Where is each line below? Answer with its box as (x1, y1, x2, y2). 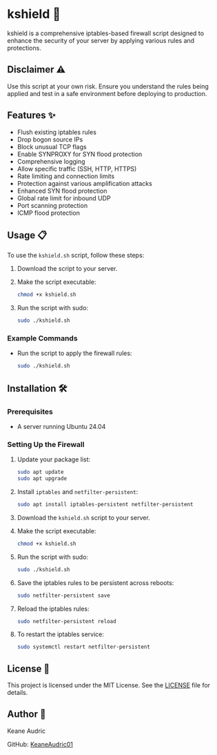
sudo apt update (17, 469, 64, 476)
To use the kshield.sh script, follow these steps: (7, 251, 145, 260)
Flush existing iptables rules (17, 128, 96, 136)
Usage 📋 (7, 229, 48, 241)
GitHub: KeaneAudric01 (7, 740, 74, 748)
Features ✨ (7, 110, 56, 122)
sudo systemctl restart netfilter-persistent (17, 644, 150, 651)
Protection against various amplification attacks (17, 179, 153, 187)
